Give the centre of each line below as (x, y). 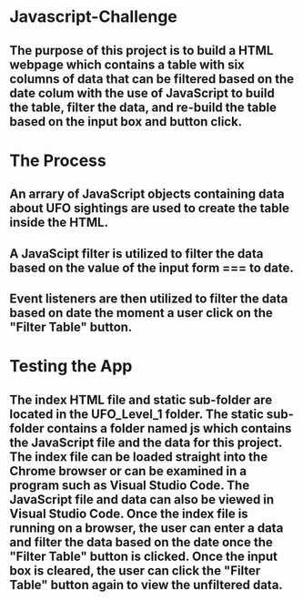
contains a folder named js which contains (169, 428)
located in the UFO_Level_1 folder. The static (136, 414)
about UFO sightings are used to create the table (149, 208)
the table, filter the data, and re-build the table (143, 107)
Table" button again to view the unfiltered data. (146, 585)
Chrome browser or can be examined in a (128, 471)
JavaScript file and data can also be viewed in (142, 499)
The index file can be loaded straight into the (139, 457)
